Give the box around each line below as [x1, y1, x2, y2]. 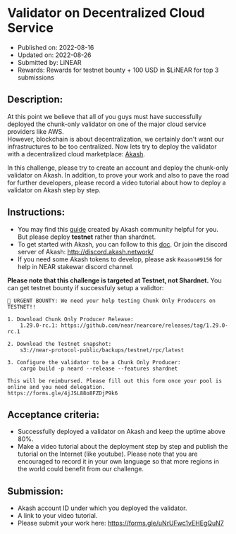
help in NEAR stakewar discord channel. [17, 262, 134, 271]
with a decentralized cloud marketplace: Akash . [7, 149, 146, 158]
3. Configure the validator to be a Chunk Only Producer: [7, 359, 181, 366]
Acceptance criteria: [7, 409, 100, 421]
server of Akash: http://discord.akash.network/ [17, 247, 154, 256]
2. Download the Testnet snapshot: [7, 340, 112, 347]
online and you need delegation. [7, 383, 106, 390]
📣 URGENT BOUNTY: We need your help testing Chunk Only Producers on [7, 297, 216, 304]
